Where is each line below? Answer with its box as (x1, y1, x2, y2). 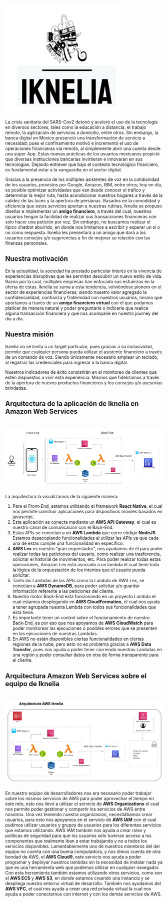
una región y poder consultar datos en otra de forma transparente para (12, 652, 159, 658)
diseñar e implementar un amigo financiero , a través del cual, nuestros (5, 208, 151, 214)
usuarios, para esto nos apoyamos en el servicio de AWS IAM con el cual (5, 817, 156, 823)
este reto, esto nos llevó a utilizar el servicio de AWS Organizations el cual (5, 801, 159, 807)
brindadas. (5, 385, 27, 391)
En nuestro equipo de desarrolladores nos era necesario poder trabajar (5, 790, 151, 796)
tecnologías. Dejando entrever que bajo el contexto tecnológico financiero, (5, 161, 159, 167)
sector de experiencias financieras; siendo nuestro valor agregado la (5, 289, 147, 295)
